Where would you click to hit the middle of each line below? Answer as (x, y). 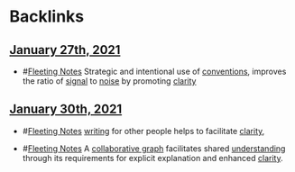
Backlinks (47, 17)
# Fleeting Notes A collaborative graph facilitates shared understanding (154, 148)
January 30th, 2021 (66, 109)
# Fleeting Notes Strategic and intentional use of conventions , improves (154, 71)
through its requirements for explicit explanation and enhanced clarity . (152, 158)
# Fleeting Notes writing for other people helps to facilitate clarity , (143, 131)
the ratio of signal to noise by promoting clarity (109, 81)
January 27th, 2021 (65, 50)
